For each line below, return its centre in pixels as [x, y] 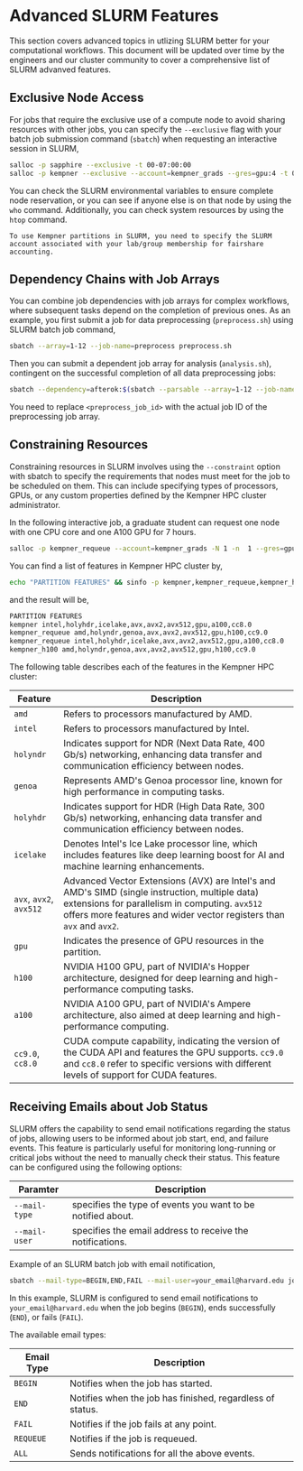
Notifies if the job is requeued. [133, 1439]
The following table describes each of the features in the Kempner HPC [142, 667]
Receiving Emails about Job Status [109, 1107]
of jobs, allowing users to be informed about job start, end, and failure [139, 1138]
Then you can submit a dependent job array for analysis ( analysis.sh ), [141, 364]
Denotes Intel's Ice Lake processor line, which [161, 843]
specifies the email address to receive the [160, 1230]
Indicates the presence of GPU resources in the [163, 941]
